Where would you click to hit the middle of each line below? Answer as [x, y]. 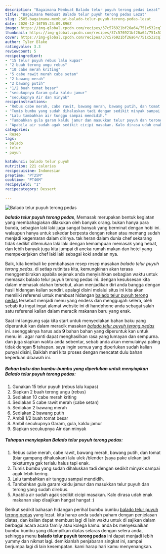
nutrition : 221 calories [31, 166]
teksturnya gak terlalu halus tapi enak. [51, 463]
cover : [12, 38]
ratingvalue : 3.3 [23, 47]
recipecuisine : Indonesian [33, 171]
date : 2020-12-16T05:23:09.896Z [38, 24]
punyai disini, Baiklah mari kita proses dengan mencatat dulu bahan [74, 352]
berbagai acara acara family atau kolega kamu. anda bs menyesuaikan [77, 525]
